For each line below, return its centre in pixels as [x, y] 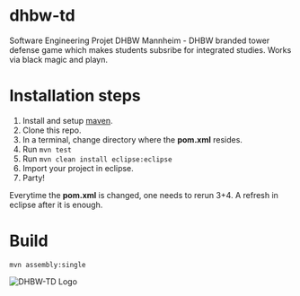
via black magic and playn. [58, 59]
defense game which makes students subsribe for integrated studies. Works [150, 49]
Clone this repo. [52, 130]
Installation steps [75, 96]
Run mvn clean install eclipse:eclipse [97, 159]
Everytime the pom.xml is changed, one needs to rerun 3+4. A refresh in [144, 195]
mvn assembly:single [48, 265]
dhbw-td [42, 16]
